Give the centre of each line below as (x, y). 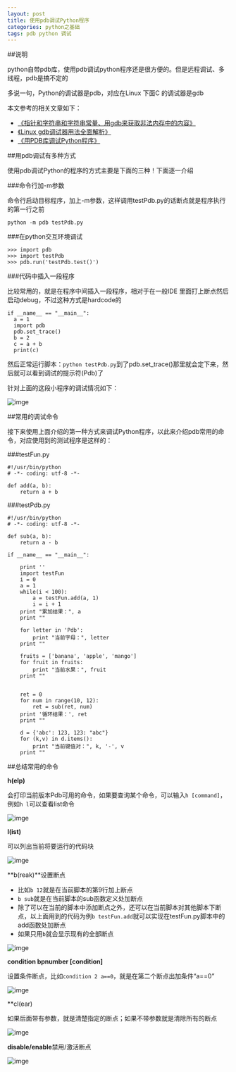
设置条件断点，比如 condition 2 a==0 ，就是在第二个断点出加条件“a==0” (111, 976)
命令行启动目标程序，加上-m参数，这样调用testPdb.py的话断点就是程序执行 (117, 201)
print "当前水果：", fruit (70, 670)
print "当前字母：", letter (71, 638)
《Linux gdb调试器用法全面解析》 (64, 132)
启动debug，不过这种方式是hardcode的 (64, 300)
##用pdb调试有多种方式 (42, 156)
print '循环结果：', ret (54, 715)
